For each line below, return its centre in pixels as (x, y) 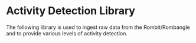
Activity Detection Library (71, 11)
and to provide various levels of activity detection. (67, 33)
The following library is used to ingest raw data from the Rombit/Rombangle (98, 27)
